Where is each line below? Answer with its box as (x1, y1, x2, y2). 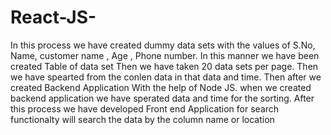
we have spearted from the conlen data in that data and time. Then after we (10, 71, 322, 83)
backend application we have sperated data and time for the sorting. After (10, 92, 315, 104)
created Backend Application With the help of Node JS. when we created (10, 81, 312, 93)
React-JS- (10, 6, 97, 29)
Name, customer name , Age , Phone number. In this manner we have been (10, 49, 320, 61)
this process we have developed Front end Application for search (10, 102, 280, 115)
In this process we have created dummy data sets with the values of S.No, (10, 39, 316, 51)
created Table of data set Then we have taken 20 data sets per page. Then (10, 60, 319, 72)
